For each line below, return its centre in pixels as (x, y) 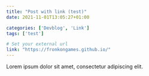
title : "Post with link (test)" (46, 12)
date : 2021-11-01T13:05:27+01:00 (48, 17)
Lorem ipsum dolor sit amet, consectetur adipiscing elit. (75, 66)
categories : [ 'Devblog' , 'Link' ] (48, 28)
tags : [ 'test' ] (25, 33)
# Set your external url (37, 44)
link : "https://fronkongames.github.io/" (59, 50)
